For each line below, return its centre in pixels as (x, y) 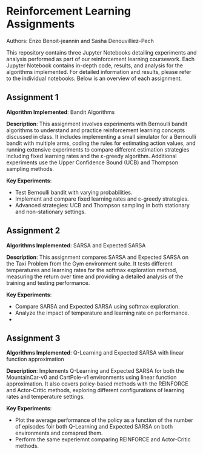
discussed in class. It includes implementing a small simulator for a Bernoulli (101, 136)
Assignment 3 (33, 338)
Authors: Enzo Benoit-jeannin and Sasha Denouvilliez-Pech (80, 41)
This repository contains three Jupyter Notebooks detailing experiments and (101, 52)
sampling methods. (30, 169)
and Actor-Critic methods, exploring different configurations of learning (95, 390)
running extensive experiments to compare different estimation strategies (98, 149)
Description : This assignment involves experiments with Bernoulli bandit (97, 124)
